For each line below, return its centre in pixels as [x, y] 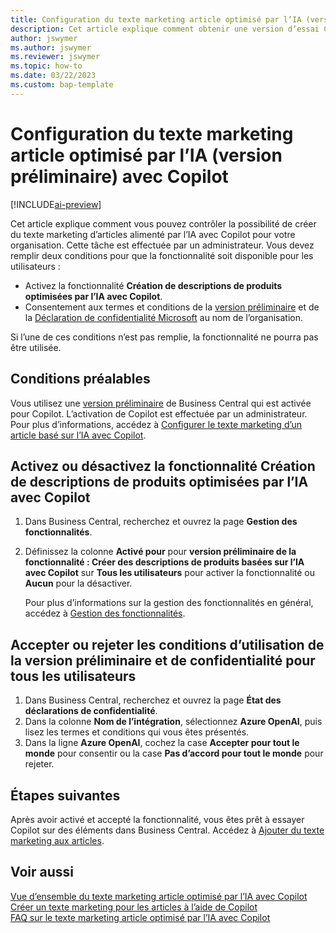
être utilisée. [36, 347]
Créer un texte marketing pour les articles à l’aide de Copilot [134, 907]
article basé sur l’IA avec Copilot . [78, 435]
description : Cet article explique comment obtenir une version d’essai [165, 29]
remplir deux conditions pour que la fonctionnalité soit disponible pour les [162, 255]
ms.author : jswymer [51, 47]
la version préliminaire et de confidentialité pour [163, 660]
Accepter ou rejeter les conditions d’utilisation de [167, 644]
